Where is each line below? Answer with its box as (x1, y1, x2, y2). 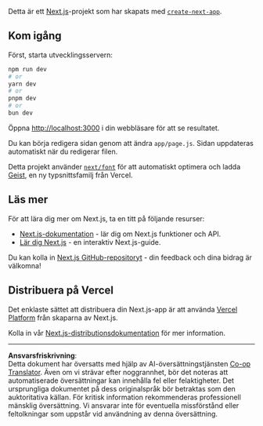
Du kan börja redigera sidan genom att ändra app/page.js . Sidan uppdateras (8, 138, 254, 147)
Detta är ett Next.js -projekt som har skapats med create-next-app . (8, 7, 222, 16)
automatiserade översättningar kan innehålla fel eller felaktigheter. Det (8, 376, 235, 385)
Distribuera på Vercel (8, 284, 114, 297)
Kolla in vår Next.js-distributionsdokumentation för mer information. (8, 328, 225, 337)
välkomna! (8, 260, 41, 270)
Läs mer (8, 193, 49, 206)
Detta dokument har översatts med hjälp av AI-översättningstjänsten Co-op (8, 359, 251, 368)
